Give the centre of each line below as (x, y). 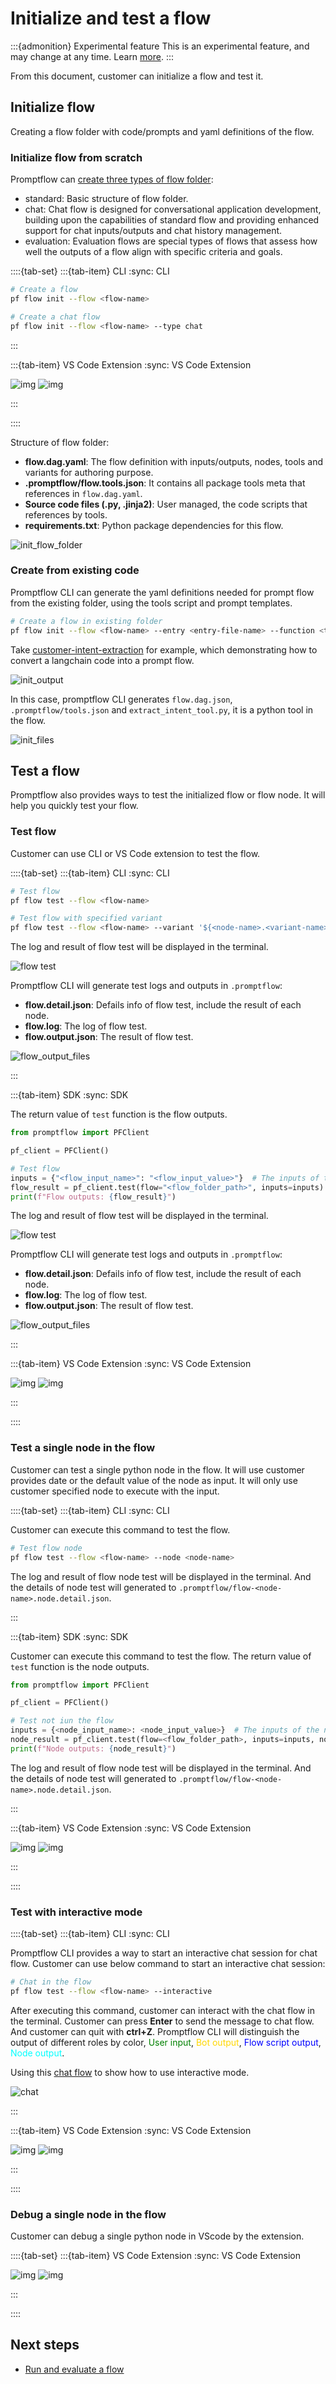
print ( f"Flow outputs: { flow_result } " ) (93, 1197)
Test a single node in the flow (83, 1448)
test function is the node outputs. (80, 1666)
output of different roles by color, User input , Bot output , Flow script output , (166, 2042)
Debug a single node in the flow (88, 2214)
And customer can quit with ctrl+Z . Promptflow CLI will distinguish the (155, 2031)
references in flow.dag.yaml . (83, 493)
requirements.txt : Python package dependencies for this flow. (154, 525)
